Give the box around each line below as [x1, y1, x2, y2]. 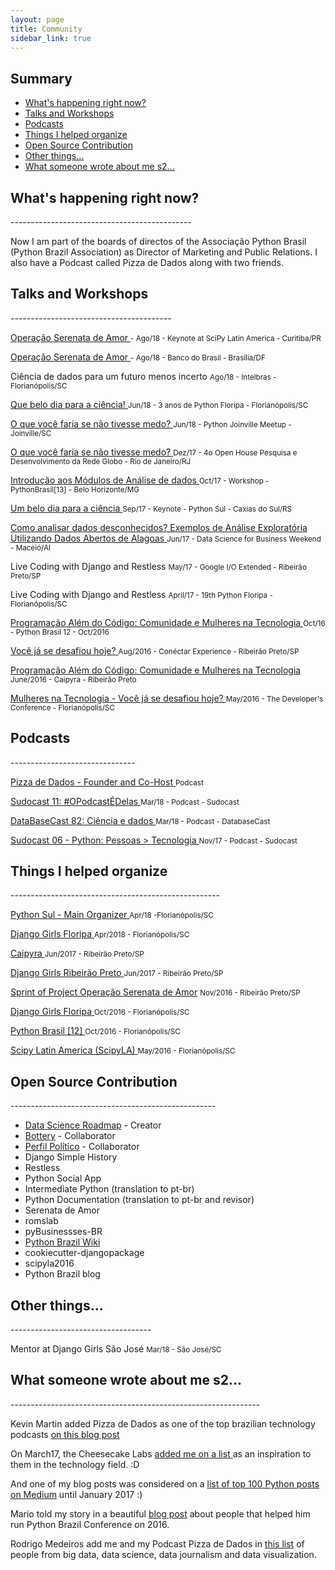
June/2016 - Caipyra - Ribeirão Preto [10, 674, 137, 685]
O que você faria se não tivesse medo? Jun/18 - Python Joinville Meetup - [10, 417, 292, 430]
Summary [10, 70, 73, 87]
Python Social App [24, 1172, 102, 1185]
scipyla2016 [24, 1257, 75, 1270]
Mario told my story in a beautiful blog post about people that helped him [10, 1507, 311, 1520]
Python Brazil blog [24, 1268, 101, 1280]
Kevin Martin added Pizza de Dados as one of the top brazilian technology [10, 1417, 316, 1430]
